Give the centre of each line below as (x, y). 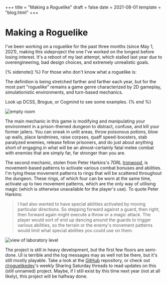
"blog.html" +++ (22, 12)
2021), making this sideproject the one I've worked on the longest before (80, 51)
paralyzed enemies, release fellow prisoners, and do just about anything (79, 142)
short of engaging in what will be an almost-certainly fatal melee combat (80, 147)
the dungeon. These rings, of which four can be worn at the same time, (78, 178)
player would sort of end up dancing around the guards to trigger (84, 220)
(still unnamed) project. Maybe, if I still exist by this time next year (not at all (83, 271)
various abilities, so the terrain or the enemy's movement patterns (85, 225)
